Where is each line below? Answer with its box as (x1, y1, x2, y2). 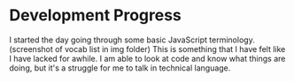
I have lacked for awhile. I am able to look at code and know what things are (9, 53, 286, 63)
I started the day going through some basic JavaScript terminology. (9, 34, 255, 45)
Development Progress (9, 5, 182, 26)
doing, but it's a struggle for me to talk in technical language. (9, 63, 231, 73)
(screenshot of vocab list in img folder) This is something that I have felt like (9, 43, 286, 54)
